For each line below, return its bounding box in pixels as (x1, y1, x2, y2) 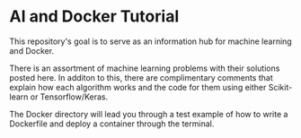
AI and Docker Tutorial (9, 6, 180, 27)
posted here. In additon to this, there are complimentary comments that (9, 72, 273, 82)
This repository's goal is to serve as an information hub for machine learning (9, 36, 292, 47)
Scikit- (268, 82, 293, 92)
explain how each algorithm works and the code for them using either (9, 82, 267, 92)
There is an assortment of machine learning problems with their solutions (9, 63, 280, 73)
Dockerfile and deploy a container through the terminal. (9, 118, 215, 129)
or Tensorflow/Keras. (30, 91, 109, 102)
